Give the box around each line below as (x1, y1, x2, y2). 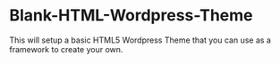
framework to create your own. (9, 43, 123, 54)
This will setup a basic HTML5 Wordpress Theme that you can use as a (9, 35, 271, 45)
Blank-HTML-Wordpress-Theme (9, 5, 253, 26)
